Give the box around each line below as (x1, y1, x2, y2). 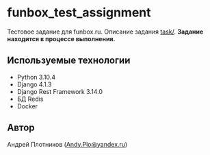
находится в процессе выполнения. (7, 34, 116, 43)
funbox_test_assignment (7, 5, 152, 21)
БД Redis (16, 95, 44, 103)
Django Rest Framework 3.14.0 (16, 87, 103, 95)
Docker (16, 102, 38, 110)
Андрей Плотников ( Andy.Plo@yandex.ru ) (7, 140, 128, 148)
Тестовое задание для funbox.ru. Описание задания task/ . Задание (7, 27, 204, 36)
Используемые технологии (7, 55, 131, 67)
